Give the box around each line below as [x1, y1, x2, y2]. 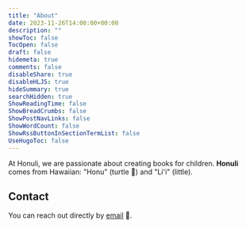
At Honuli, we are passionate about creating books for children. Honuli [8, 158, 239, 168]
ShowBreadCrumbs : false [8, 108, 87, 116]
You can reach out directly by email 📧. [8, 211, 133, 220]
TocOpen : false [8, 41, 59, 49]
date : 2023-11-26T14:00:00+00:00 [8, 19, 119, 27]
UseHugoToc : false [8, 136, 69, 145]
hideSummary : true [8, 85, 69, 93]
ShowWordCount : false [8, 122, 80, 130]
